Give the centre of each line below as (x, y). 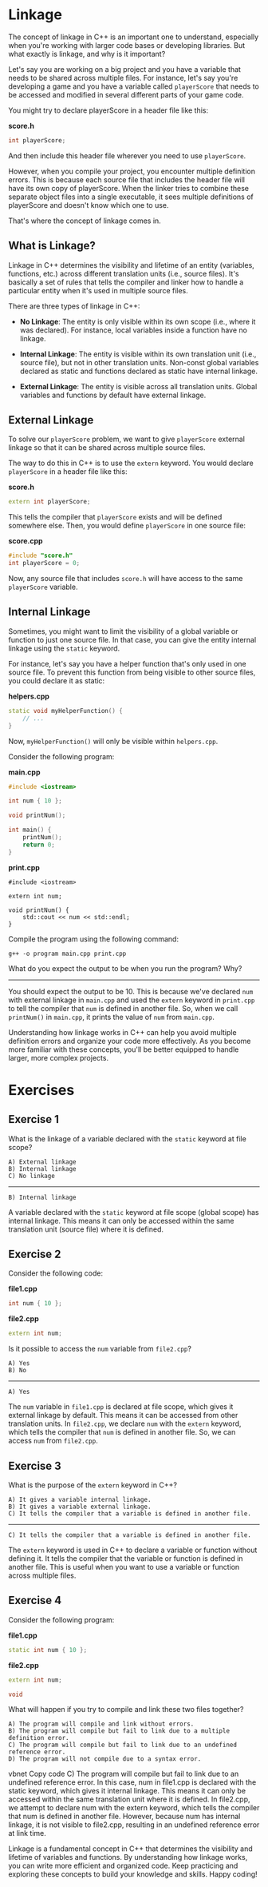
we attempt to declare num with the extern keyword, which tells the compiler (134, 1808)
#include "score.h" (41, 556)
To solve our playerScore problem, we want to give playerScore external (127, 439)
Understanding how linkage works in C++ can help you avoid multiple (122, 1032)
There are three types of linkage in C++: (74, 306)
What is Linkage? (52, 246)
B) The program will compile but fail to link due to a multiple (119, 1731)
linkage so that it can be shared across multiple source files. (107, 448)
